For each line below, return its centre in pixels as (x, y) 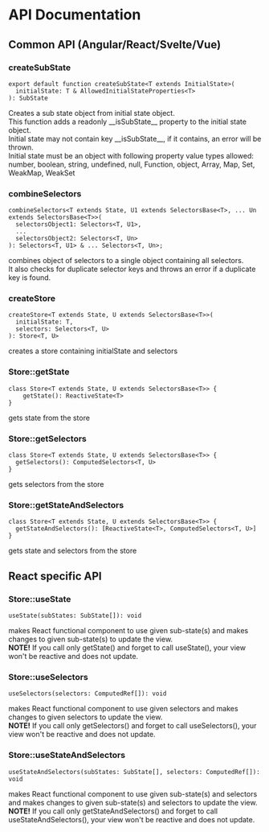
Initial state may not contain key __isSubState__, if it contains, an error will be (135, 138)
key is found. (30, 278)
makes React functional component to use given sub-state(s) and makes (128, 631)
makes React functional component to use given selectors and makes (123, 709)
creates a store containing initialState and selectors (93, 351)
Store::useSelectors (48, 677)
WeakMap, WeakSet (42, 173)
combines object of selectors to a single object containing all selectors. (126, 261)
